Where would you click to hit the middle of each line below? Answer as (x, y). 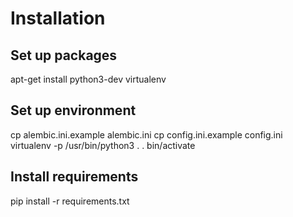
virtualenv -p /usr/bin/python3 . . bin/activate (103, 145)
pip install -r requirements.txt (70, 201)
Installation (58, 18)
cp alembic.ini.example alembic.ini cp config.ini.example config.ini (146, 134)
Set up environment (73, 110)
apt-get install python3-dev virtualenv (88, 79)
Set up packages (64, 55)
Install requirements (74, 177)
